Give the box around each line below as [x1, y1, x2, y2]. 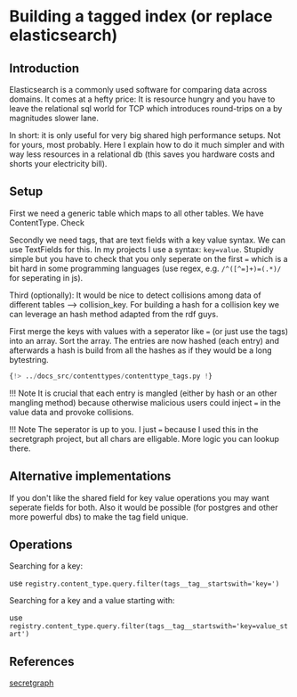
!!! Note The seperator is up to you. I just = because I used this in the [9, 423, 260, 434]
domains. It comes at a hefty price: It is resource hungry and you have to [9, 94, 276, 104]
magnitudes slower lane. [9, 113, 100, 123]
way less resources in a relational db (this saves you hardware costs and [9, 149, 276, 160]
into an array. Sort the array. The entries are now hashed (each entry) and [9, 335, 280, 346]
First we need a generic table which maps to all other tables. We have [9, 208, 264, 218]
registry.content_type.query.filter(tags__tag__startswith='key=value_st [9, 622, 289, 631]
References [9, 653, 75, 669]
